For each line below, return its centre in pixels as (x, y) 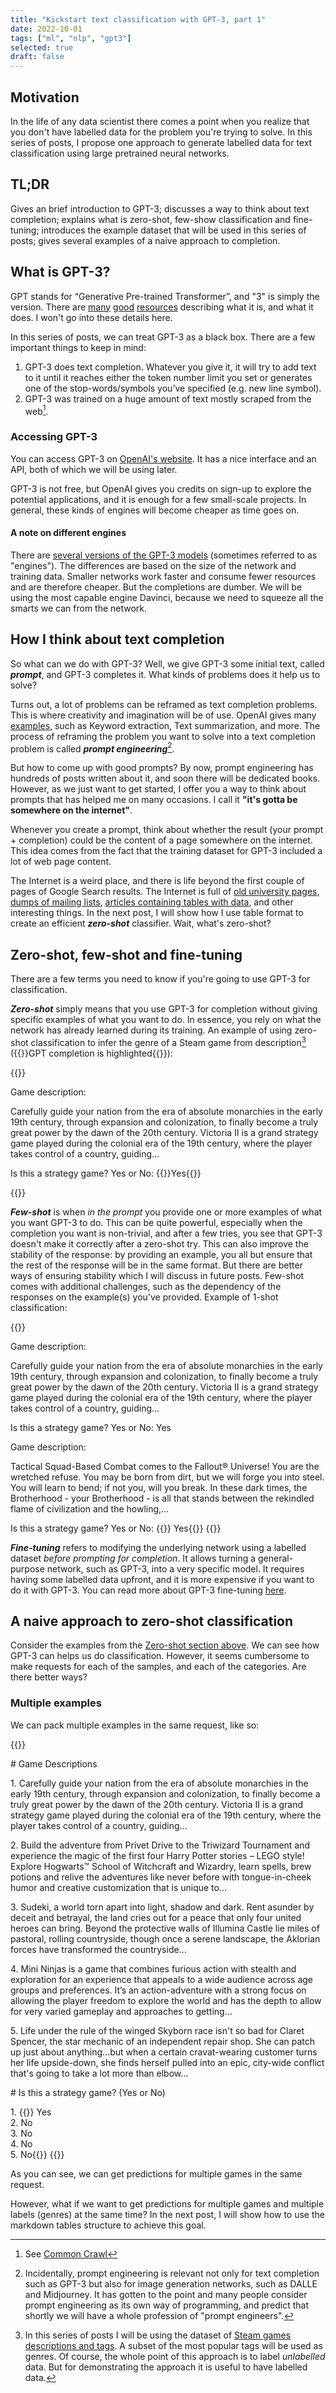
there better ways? (49, 1677)
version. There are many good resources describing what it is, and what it (162, 307)
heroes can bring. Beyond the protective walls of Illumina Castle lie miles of (165, 1928)
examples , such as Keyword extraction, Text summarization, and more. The (165, 725)
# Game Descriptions (54, 1763)
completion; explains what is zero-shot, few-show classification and (150, 219)
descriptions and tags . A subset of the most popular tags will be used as (173, 2345)
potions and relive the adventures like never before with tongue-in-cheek (161, 1877)
